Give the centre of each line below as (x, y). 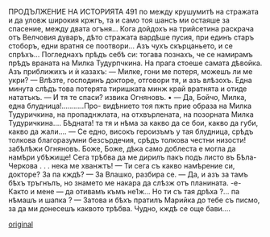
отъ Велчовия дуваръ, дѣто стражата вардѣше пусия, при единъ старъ (131, 37)
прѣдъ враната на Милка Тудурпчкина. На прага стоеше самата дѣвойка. (135, 63)
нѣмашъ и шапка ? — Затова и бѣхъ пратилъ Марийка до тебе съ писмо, (134, 200)
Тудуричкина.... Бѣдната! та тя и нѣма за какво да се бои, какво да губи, (133, 123)
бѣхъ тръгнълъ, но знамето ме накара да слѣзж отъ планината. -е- (125, 183)
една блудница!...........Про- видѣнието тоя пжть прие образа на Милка (130, 106)
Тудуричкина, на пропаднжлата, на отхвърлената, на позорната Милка (131, 114)
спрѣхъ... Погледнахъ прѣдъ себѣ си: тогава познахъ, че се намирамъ (131, 54)
